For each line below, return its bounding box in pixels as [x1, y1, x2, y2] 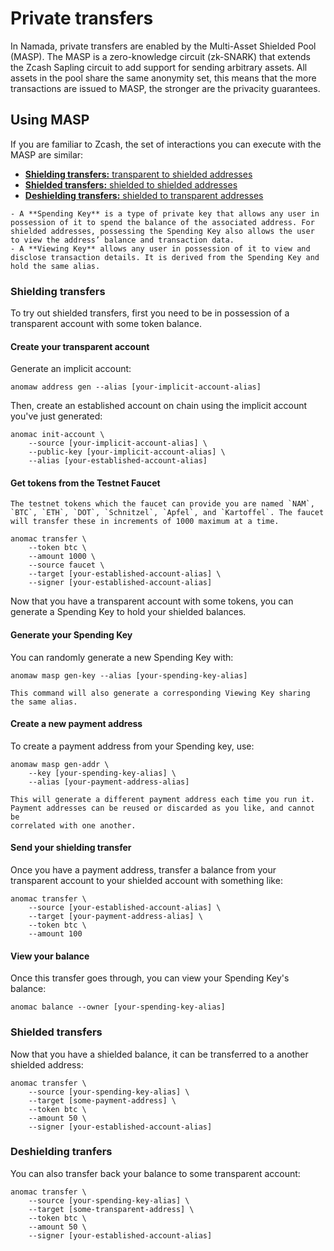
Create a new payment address [10, 718, 143, 730]
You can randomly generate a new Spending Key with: [10, 651, 234, 663]
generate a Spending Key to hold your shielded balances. [10, 606, 247, 618]
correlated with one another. [10, 820, 137, 831]
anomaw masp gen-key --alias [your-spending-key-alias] [10, 670, 248, 681]
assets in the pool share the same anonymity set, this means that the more [10, 72, 317, 84]
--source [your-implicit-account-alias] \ [28, 438, 208, 449]
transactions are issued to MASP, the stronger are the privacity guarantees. [10, 82, 321, 94]
